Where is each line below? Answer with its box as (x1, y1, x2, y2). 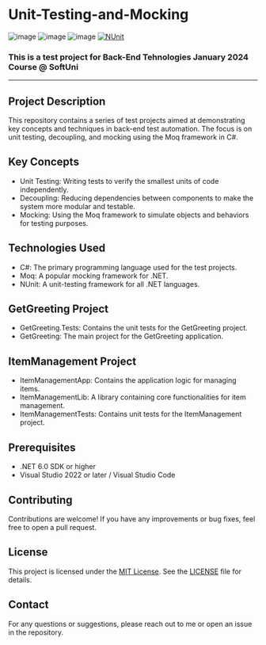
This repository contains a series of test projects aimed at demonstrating (8, 116, 245, 125)
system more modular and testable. (19, 201, 136, 211)
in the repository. (8, 628, 64, 637)
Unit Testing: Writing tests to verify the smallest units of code (19, 176, 219, 185)
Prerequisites (8, 441, 76, 454)
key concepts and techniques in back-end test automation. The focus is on (8, 124, 253, 134)
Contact (8, 598, 49, 612)
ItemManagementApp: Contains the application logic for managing (19, 376, 237, 385)
